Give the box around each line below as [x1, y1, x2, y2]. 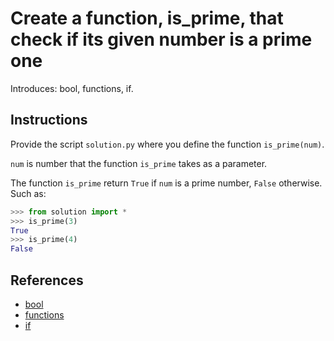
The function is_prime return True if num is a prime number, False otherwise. [10, 177, 323, 189]
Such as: [10, 187, 47, 199]
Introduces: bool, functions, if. [10, 82, 134, 94]
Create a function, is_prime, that [10, 7, 284, 30]
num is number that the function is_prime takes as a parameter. [10, 157, 268, 169]
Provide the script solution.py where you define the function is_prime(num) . [10, 138, 325, 150]
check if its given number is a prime [10, 28, 313, 51]
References [10, 272, 84, 289]
